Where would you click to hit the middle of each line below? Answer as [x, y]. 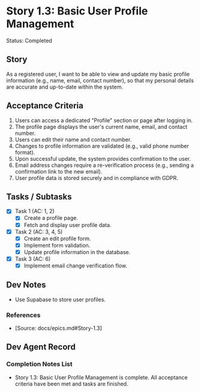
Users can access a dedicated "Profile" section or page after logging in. [104, 120]
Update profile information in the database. [77, 252]
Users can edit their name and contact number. [73, 139]
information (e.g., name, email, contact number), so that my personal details [100, 80]
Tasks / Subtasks [39, 197]
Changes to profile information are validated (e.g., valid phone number [102, 146]
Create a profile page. [51, 218]
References [23, 315]
